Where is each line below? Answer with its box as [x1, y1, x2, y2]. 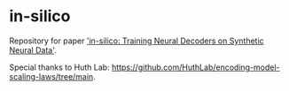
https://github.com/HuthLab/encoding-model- [111, 62, 281, 72]
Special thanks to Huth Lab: [9, 62, 110, 72]
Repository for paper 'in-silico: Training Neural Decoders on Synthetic [9, 35, 264, 46]
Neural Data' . [9, 44, 58, 55]
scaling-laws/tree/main [9, 71, 94, 81]
